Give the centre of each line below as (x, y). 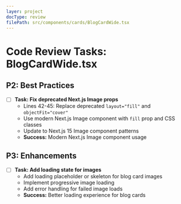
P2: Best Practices (40, 85)
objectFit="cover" (46, 113)
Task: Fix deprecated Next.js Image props (66, 100)
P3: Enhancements (42, 156)
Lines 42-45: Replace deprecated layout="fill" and (87, 106)
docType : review (26, 17)
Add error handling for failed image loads (73, 189)
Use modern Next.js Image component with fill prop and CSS (99, 118)
